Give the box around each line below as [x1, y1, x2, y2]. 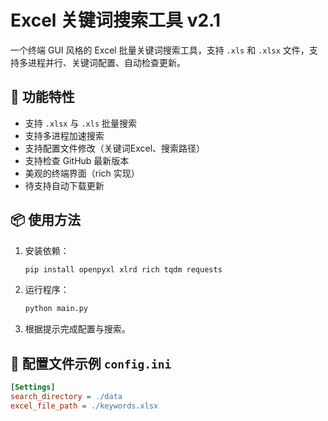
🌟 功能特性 [10, 89, 75, 106]
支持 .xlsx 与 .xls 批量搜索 [24, 117, 137, 129]
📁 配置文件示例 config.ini [10, 355, 172, 372]
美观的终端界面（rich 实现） [24, 167, 140, 179]
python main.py [24, 304, 89, 314]
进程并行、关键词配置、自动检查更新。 [27, 56, 186, 68]
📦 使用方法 [10, 212, 82, 229]
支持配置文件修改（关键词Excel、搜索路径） [24, 142, 206, 154]
